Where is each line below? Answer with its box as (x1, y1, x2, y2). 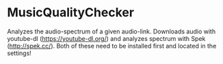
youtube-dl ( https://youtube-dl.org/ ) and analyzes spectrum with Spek (7, 34, 206, 42)
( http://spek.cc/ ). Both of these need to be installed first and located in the (7, 42, 217, 50)
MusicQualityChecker (7, 5, 135, 20)
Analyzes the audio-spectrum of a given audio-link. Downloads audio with (7, 27, 216, 35)
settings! (7, 49, 32, 57)
